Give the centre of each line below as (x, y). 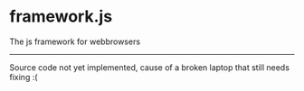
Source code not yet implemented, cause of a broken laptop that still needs (149, 67)
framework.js (61, 17)
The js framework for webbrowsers (75, 41)
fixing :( (24, 77)
